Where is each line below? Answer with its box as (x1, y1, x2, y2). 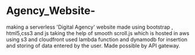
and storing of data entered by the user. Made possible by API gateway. (6, 42, 180, 49)
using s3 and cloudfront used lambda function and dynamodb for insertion (6, 36, 188, 43)
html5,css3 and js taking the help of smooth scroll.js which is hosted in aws (6, 29, 190, 36)
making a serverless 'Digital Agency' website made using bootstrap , (6, 23, 173, 30)
